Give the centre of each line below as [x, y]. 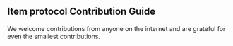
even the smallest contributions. [54, 36]
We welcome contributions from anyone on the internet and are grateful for [116, 28]
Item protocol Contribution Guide [82, 12]
